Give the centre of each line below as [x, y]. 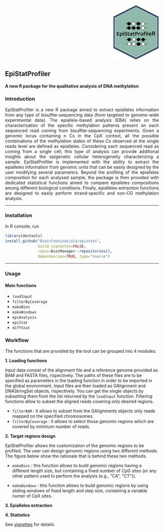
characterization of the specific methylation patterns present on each [82, 125]
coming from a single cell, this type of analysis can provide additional [82, 151]
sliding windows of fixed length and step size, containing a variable [80, 490]
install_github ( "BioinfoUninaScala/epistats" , [53, 241]
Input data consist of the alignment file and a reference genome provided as [82, 370]
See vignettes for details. [30, 524]
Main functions [21, 285]
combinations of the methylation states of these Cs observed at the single [82, 141]
